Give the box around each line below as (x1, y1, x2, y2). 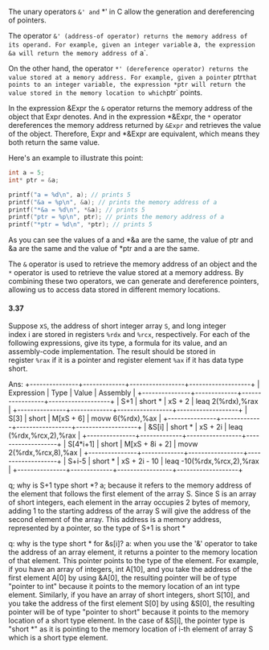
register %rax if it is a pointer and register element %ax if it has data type (8, 356, 243, 365)
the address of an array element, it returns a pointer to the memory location (8, 547, 259, 557)
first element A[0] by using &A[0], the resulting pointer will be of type (8, 573, 237, 582)
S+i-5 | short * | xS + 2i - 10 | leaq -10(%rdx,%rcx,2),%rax (67, 456, 259, 466)
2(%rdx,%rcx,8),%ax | (8, 448, 83, 458)
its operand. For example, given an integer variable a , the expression (8, 39, 255, 49)
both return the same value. (8, 138, 100, 147)
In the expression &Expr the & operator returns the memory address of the (8, 104, 253, 113)
